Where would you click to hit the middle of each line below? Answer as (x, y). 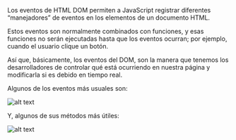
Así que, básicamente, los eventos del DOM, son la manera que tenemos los (118, 60)
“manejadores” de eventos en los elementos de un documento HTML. (109, 18)
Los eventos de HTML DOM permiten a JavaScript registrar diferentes (109, 10)
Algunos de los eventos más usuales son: (68, 88)
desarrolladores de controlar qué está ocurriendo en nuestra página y (109, 67)
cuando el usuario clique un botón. (58, 46)
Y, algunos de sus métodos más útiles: (64, 116)
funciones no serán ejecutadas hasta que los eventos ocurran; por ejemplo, (117, 39)
